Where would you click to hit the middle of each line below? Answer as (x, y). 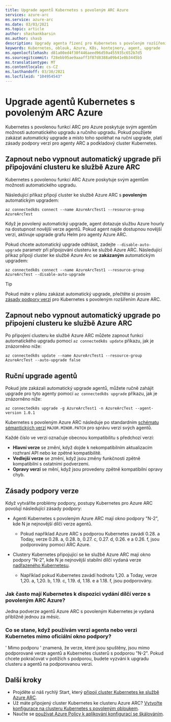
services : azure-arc (27, 15)
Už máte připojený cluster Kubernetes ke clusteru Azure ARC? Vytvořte (88, 703)
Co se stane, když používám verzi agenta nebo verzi (71, 630)
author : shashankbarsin (31, 34)
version (13, 413)
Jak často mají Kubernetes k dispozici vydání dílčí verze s (78, 594)
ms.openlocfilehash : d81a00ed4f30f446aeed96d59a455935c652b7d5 (74, 53)
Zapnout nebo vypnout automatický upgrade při (83, 159)
